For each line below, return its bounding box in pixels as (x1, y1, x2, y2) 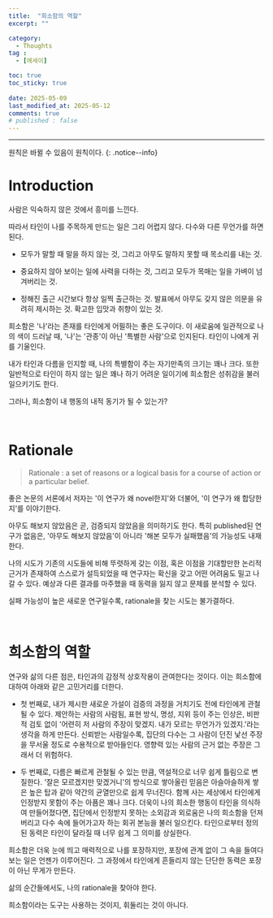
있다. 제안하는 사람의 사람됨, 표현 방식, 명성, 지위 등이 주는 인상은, (37, 708, 245, 719)
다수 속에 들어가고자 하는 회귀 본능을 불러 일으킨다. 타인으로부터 (41, 817, 244, 827)
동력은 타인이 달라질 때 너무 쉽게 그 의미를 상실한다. (28, 828, 192, 838)
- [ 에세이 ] (15, 57, 47, 65)
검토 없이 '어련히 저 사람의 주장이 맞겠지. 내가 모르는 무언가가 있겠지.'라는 (28, 719, 260, 729)
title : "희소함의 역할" (8, 11, 83, 20)
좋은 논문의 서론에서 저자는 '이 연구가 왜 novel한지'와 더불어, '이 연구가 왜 (8, 493, 241, 503)
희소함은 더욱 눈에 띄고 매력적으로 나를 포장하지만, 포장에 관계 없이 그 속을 (8, 845, 242, 855)
